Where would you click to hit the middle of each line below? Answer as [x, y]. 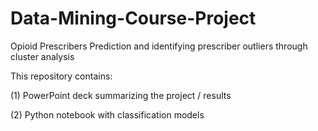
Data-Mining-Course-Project [133, 18]
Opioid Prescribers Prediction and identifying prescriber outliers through [159, 46]
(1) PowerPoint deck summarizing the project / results [121, 95]
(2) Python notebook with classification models [107, 114]
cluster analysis [42, 56]
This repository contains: [61, 76]
